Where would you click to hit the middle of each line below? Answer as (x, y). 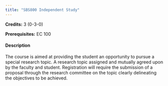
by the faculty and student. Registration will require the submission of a (79, 67)
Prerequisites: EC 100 (28, 34)
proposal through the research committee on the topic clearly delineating (81, 72)
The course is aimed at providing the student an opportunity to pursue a (80, 56)
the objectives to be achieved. (36, 78)
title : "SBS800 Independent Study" (43, 10)
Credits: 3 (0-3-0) (24, 24)
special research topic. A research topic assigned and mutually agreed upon (84, 62)
